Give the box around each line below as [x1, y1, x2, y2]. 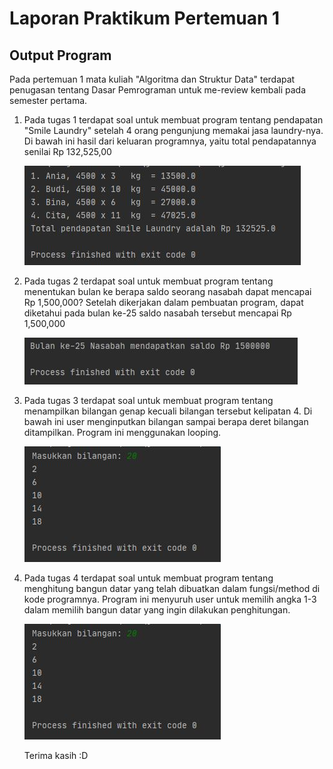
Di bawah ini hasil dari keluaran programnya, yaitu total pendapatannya [23, 135, 317, 147]
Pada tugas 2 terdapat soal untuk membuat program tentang [23, 275, 274, 287]
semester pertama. [9, 95, 88, 106]
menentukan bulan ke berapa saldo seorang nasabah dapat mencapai [23, 286, 312, 297]
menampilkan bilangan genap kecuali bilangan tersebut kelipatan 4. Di [23, 405, 313, 417]
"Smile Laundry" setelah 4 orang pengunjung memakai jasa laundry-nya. [23, 125, 324, 136]
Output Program [9, 47, 112, 64]
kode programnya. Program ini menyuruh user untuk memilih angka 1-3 [23, 593, 317, 605]
